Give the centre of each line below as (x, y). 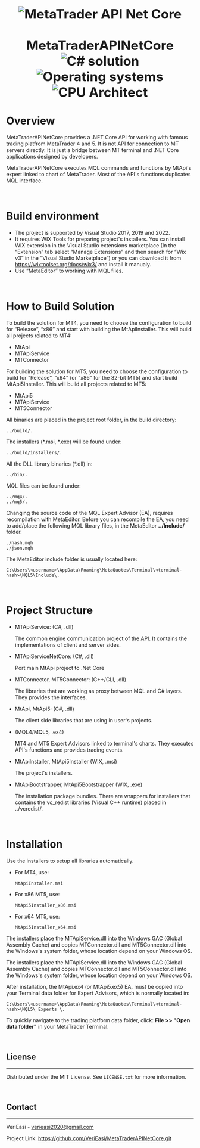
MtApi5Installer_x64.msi (46, 927)
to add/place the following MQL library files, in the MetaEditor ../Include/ (95, 525)
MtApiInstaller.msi (39, 883)
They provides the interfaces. (51, 697)
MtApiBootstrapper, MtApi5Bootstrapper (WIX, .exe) (79, 784)
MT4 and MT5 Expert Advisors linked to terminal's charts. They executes (104, 743)
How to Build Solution (60, 307)
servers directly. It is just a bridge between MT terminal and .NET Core (93, 150)
